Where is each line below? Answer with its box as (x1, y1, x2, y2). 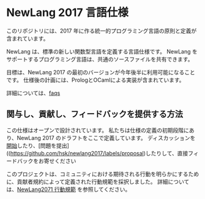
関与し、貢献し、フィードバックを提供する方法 (6, 109, 184, 120)
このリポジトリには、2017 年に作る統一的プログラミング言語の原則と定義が (6, 27, 197, 34)
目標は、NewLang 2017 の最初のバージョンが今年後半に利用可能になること (6, 68, 196, 76)
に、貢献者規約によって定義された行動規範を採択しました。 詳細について (6, 178, 190, 185)
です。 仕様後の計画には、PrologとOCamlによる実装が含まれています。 (6, 76, 185, 84)
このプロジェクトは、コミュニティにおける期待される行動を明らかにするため (6, 170, 199, 178)
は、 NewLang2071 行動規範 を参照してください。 (6, 185, 131, 193)
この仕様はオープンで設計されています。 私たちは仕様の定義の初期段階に (6, 127, 190, 134)
